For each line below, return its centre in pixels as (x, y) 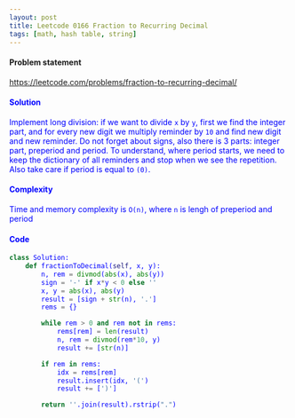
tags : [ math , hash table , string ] (73, 34)
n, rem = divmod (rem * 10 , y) (109, 340)
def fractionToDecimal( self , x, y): (93, 266)
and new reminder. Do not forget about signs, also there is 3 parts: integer (144, 141)
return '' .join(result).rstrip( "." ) (109, 405)
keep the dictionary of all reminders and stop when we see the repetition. (143, 160)
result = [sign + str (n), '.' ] (99, 299)
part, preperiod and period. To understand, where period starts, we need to (147, 150)
